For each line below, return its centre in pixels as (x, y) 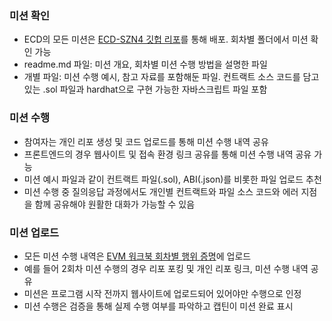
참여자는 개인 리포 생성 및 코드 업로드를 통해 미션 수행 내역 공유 (146, 141)
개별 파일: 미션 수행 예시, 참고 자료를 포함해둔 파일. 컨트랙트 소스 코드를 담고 (171, 77)
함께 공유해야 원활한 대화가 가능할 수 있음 (115, 204)
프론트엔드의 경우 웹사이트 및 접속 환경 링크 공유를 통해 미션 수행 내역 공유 (167, 154)
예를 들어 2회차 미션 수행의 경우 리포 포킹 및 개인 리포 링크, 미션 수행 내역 (166, 268)
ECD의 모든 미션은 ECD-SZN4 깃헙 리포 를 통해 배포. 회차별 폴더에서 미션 (166, 39)
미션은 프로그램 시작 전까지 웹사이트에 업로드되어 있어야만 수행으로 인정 (162, 293)
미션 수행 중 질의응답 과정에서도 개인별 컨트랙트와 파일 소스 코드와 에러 (161, 191)
